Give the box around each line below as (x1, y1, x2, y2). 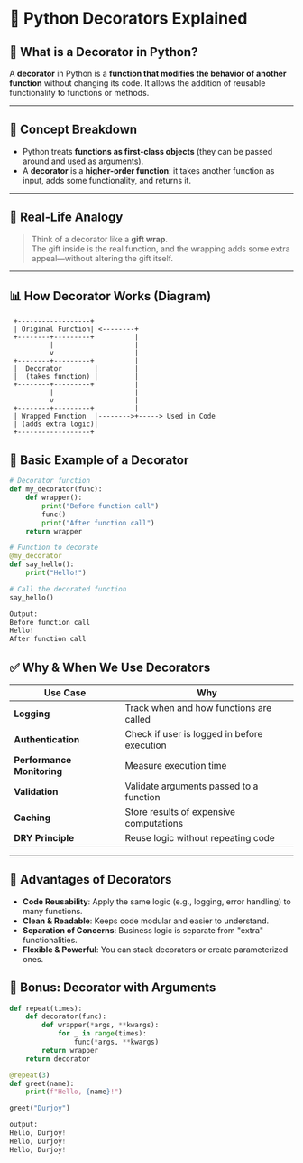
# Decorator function (9, 477, 91, 486)
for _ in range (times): (57, 1029, 147, 1038)
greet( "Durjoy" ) (9, 1103, 70, 1113)
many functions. (22, 905, 83, 916)
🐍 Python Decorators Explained (9, 8, 248, 29)
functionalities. (22, 934, 78, 945)
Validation (14, 785, 59, 798)
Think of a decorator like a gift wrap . (31, 233, 169, 244)
